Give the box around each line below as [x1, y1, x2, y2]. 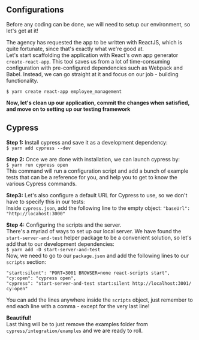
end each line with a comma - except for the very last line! [6, 302, 150, 309]
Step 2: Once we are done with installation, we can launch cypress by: [6, 155, 180, 163]
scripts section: [6, 258, 47, 266]
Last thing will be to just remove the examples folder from [6, 320, 148, 327]
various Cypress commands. [6, 180, 77, 187]
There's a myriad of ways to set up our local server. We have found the [6, 227, 182, 234]
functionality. [6, 77, 39, 84]
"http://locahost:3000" [6, 210, 66, 216]
